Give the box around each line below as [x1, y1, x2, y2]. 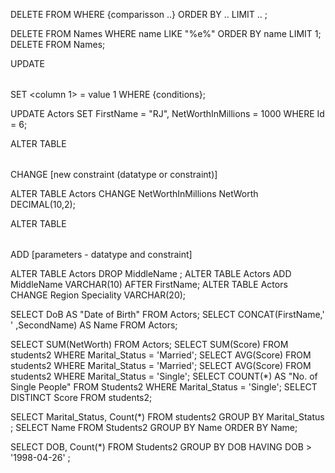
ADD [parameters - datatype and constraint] [10, 249, 193, 260]
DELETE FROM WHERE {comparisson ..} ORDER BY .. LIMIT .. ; [10, 9, 268, 20]
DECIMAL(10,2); [10, 199, 76, 210]
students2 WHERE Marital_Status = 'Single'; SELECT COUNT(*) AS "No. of [10, 370, 318, 382]
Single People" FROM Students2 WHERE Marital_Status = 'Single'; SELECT [10, 381, 318, 393]
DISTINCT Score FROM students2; [10, 392, 153, 403]
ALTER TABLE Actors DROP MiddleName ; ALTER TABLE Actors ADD [10, 268, 292, 279]
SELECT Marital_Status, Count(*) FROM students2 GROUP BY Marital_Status [10, 411, 325, 423]
